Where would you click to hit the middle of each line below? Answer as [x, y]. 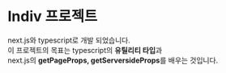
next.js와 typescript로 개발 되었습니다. [69, 40]
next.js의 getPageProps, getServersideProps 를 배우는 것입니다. [113, 60]
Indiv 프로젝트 [53, 16]
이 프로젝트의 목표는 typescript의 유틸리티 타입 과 [85, 50]
